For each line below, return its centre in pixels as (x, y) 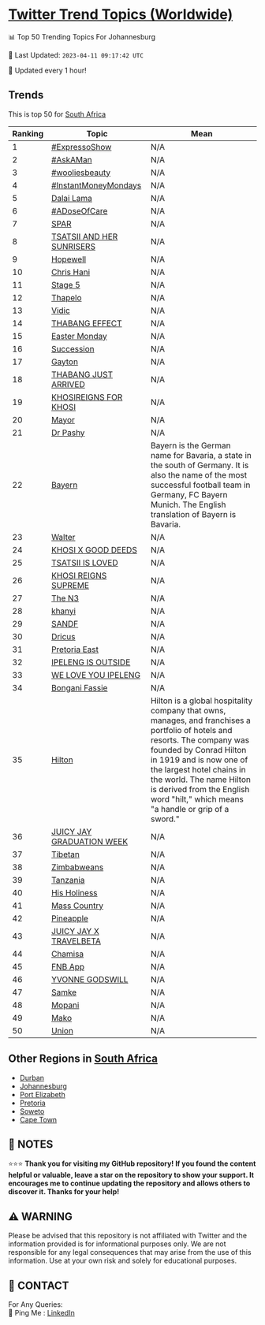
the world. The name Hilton (200, 780)
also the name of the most (198, 475)
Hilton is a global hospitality (202, 701)
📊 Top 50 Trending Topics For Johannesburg (82, 36)
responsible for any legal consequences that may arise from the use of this (130, 1252)
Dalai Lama (71, 198)
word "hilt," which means (197, 799)
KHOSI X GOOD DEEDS (94, 549)
